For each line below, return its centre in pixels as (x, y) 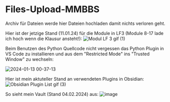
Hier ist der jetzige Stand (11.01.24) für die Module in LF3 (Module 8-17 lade (84, 33)
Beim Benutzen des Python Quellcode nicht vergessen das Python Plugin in (85, 48)
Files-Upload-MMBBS (52, 9)
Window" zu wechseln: (29, 59)
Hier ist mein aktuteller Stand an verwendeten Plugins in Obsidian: (75, 79)
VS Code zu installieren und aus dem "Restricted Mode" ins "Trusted (77, 54)
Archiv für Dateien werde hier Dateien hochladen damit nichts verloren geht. (86, 23)
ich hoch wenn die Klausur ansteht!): (44, 39)
